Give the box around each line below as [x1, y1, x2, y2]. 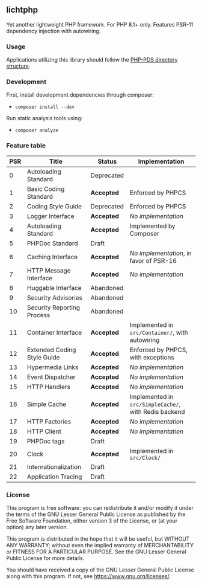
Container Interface [26, 328, 82, 336]
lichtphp [6, 5, 38, 15]
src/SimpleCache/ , [129, 400, 181, 408]
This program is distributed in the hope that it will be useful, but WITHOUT [6, 535, 190, 543]
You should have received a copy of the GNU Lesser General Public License [6, 566, 194, 573]
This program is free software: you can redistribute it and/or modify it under [6, 504, 194, 511]
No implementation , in [129, 249, 192, 257]
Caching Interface [26, 253, 78, 261]
